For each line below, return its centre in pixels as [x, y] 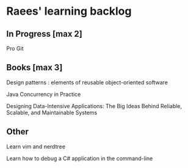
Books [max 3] [34, 68]
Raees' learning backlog [69, 11]
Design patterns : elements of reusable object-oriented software [87, 82]
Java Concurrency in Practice [44, 94]
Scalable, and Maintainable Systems [52, 112]
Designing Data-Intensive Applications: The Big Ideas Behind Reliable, [94, 106]
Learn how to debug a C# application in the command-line [80, 158]
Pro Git [15, 48]
